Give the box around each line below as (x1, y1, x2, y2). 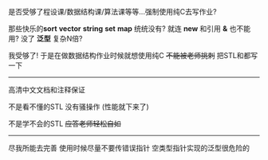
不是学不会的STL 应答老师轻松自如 (8, 119, 121, 128)
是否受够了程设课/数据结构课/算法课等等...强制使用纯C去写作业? (8, 7, 217, 16)
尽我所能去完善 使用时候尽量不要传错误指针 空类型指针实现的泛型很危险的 (8, 143, 250, 153)
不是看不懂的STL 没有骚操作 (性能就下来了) (8, 102, 149, 111)
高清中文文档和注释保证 (8, 85, 85, 94)
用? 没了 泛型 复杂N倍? (8, 34, 83, 43)
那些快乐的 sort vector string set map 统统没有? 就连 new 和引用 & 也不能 (8, 24, 251, 33)
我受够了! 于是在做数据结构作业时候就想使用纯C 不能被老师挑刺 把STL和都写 (8, 51, 258, 60)
